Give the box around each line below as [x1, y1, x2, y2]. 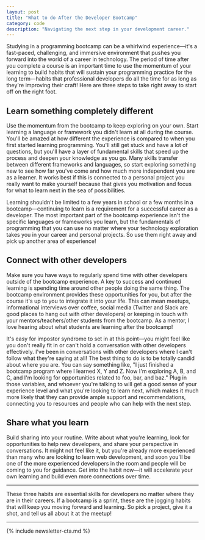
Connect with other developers [6, 255, 127, 265]
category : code [6, 20, 45, 26]
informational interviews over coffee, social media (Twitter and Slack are [6, 303, 188, 311]
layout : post [6, 9, 40, 15]
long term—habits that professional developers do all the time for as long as [6, 75, 197, 82]
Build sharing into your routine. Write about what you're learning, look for [6, 434, 190, 441]
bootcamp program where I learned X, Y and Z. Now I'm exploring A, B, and [6, 367, 196, 375]
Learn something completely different [6, 106, 154, 116]
